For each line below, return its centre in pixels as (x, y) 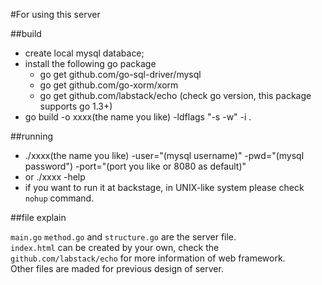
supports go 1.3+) (76, 106)
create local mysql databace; (84, 53)
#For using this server (55, 14)
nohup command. (59, 198)
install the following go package (90, 63)
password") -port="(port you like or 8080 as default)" (135, 166)
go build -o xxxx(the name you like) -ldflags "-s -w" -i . (138, 117)
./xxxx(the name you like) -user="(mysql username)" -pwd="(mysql (164, 155)
